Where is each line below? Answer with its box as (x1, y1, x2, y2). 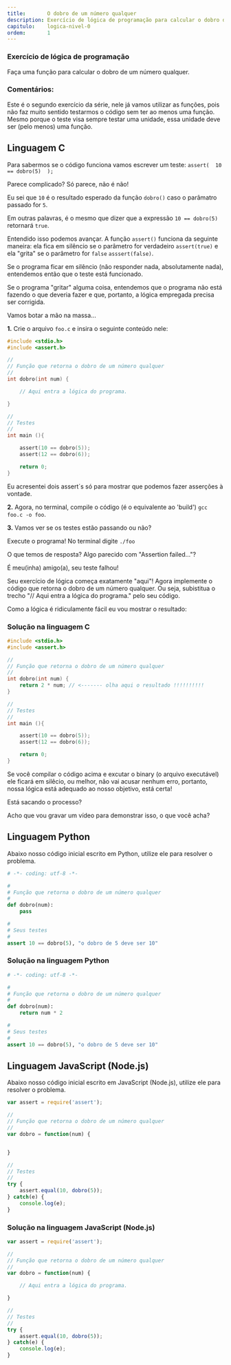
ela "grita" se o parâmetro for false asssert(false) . (7, 249, 154, 257)
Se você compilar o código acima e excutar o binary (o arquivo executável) (7, 770, 219, 778)
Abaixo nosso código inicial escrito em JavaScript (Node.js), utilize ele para (7, 1078, 221, 1087)
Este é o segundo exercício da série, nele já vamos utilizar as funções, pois (7, 100, 220, 109)
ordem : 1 (7, 29, 51, 36)
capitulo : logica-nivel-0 (7, 23, 91, 30)
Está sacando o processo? (7, 797, 82, 806)
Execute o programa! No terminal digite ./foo (7, 537, 135, 545)
